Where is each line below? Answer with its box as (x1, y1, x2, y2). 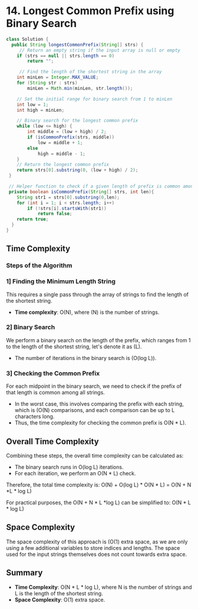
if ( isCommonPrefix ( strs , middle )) (27, 134, 115, 140)
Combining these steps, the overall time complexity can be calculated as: (6, 452, 184, 459)
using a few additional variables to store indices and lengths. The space (6, 544, 180, 551)
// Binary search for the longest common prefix (16, 118, 138, 124)
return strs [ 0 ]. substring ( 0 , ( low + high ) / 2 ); (16, 167, 138, 173)
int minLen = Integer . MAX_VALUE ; (16, 74, 99, 80)
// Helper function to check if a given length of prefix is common (8, 183, 181, 190)
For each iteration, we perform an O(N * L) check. (14, 469, 137, 477)
